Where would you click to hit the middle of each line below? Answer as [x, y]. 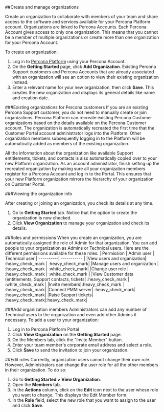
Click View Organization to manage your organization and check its [81, 223]
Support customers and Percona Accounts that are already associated [83, 72]
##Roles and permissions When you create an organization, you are [73, 238]
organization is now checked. [42, 218]
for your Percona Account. [32, 43]
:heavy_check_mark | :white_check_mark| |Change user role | [67, 269]
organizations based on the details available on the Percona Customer [76, 123]
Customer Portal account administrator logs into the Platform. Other [73, 133]
